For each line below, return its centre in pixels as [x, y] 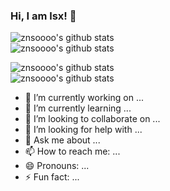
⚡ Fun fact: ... [52, 177]
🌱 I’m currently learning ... [78, 108]
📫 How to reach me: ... [72, 151]
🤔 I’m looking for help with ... [83, 130]
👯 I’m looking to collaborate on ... [92, 119]
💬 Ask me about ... [62, 140]
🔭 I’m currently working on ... [84, 98]
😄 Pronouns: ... [57, 166]
